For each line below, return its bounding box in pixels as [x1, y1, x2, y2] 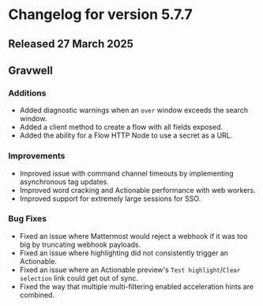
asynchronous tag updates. [19, 176, 109, 187]
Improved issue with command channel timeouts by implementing [19, 168, 234, 178]
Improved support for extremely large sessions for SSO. [19, 194, 201, 203]
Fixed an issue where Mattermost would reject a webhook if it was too [19, 231, 248, 240]
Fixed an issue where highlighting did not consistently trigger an [19, 247, 229, 258]
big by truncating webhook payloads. [19, 240, 141, 249]
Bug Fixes [8, 213, 47, 225]
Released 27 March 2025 [8, 37, 134, 51]
